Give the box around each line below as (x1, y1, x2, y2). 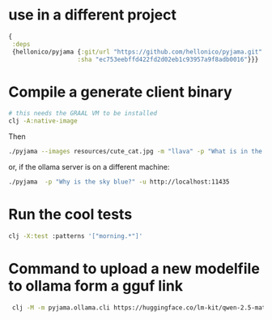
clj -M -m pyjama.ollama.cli (11, 303, 111, 312)
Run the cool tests (8, 205, 133, 224)
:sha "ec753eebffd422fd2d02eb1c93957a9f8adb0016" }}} (77, 55, 259, 63)
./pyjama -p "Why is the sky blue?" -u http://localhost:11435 (8, 178, 230, 186)
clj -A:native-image (8, 117, 79, 125)
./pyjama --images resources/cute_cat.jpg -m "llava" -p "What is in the (8, 148, 263, 156)
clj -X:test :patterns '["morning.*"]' (8, 231, 143, 240)
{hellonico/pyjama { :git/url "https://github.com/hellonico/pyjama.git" (11, 47, 263, 56)
